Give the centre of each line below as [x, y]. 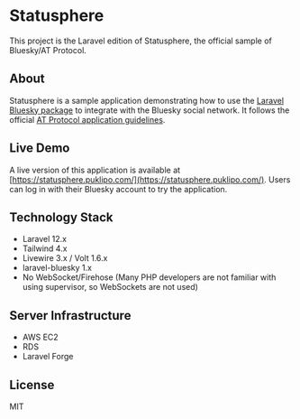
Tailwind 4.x [45, 248]
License [32, 385]
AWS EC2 [40, 337]
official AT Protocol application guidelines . [87, 119]
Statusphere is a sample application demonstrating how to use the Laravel [147, 100]
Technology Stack [61, 217]
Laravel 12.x [45, 239]
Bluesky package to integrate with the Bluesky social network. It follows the [150, 110]
